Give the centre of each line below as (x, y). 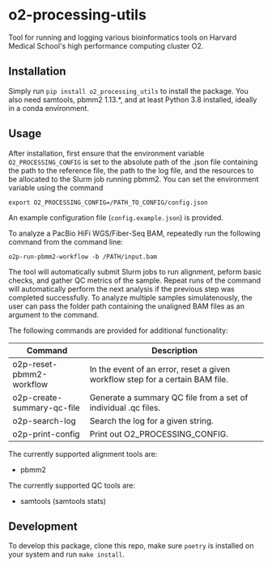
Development (43, 526)
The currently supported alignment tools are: (83, 454)
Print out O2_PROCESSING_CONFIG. (159, 433)
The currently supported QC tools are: (72, 485)
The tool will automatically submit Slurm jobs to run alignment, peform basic (135, 271)
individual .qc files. (125, 407)
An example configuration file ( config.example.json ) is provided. (116, 217)
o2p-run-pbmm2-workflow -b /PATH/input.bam (83, 257)
